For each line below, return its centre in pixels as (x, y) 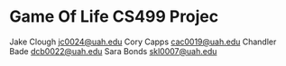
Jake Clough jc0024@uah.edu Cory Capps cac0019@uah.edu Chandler (143, 42)
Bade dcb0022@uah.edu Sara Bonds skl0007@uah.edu (113, 51)
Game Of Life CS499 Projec (114, 17)
